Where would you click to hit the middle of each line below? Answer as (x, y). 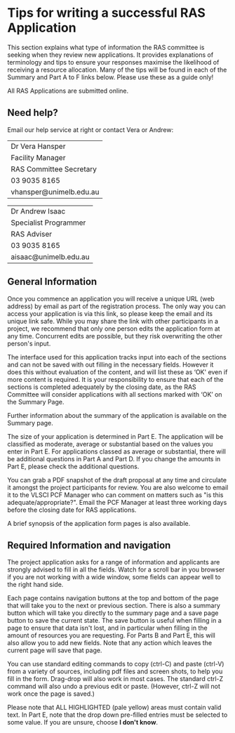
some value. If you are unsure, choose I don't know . (83, 722)
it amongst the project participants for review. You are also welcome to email (118, 487)
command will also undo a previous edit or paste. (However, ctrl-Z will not (114, 687)
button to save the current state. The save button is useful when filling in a (115, 621)
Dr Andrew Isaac (38, 211)
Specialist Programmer (48, 223)
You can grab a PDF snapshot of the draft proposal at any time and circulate (117, 480)
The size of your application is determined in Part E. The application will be (115, 436)
